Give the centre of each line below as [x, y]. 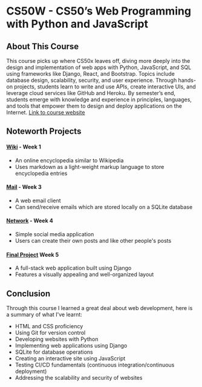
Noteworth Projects [44, 131]
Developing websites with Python [57, 339]
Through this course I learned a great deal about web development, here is [99, 308]
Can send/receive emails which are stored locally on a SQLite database [104, 207]
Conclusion [28, 293]
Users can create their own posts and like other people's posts [93, 241]
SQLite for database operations [54, 352]
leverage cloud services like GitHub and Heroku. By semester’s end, [91, 93]
